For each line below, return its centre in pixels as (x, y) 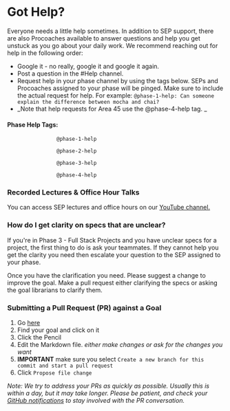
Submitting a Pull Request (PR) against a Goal (84, 308)
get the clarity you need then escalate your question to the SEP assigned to (114, 254)
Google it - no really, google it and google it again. (88, 66)
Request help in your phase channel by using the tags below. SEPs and (117, 80)
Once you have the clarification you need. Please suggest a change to (107, 275)
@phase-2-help (76, 151)
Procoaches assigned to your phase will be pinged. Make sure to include (120, 88)
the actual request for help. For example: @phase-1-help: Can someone (116, 95)
